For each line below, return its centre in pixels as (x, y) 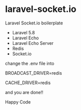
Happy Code (18, 102)
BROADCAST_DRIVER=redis (34, 73)
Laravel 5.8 (23, 32)
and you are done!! (24, 92)
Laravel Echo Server (33, 43)
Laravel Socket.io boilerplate (34, 23)
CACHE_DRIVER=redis (28, 83)
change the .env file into (30, 63)
